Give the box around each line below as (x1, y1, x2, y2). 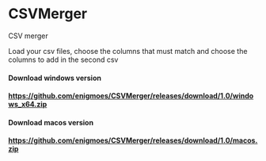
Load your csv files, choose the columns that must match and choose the (8, 46, 248, 56)
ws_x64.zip (8, 100, 47, 109)
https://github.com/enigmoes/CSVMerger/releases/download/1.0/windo (8, 91, 254, 101)
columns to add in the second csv (8, 55, 119, 64)
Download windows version (8, 73, 101, 82)
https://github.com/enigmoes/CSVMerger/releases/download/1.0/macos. (8, 136, 258, 145)
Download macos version (8, 117, 93, 127)
